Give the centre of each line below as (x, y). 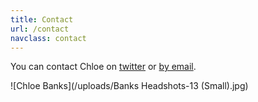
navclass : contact (48, 38)
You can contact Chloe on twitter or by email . (103, 67)
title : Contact (42, 19)
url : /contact (40, 29)
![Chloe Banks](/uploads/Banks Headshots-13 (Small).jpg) (129, 86)
